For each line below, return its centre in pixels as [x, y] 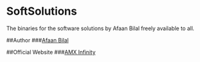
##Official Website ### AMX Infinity [51, 52]
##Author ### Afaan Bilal [38, 40]
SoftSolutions [42, 11]
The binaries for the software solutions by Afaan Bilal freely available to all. [100, 28]
